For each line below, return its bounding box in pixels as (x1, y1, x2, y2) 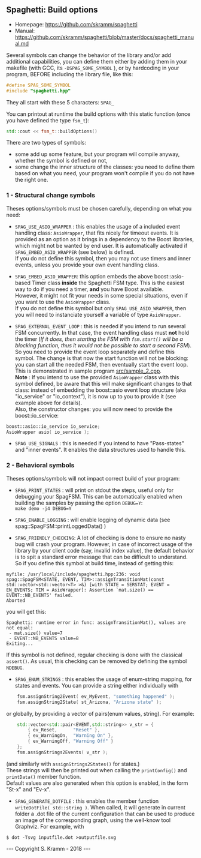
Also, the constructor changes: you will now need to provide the (14, 405, 173, 413)
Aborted (6, 597, 26, 604)
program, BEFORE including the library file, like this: (6, 70, 133, 77)
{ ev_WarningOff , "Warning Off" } (28, 738, 114, 745)
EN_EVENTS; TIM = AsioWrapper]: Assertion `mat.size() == (6, 587, 154, 593)
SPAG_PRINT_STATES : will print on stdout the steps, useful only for (14, 486, 174, 494)
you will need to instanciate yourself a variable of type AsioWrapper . (14, 311, 181, 318)
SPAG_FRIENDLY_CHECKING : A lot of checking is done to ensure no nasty (14, 534, 186, 541)
